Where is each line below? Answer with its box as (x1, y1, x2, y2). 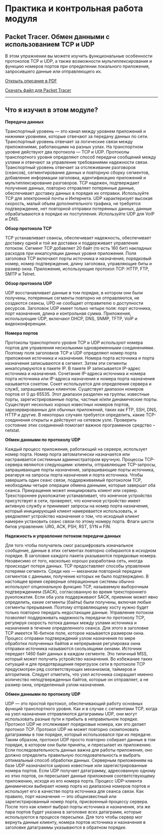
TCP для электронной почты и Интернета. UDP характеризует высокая (5, 195, 153, 201)
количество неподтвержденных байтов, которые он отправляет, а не (5, 676, 149, 682)
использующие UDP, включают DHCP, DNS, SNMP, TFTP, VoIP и (5, 315, 137, 321)
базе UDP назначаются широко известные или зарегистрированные (5, 762, 147, 768)
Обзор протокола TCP (5, 225, 52, 231)
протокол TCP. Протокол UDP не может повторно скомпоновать (5, 726, 139, 732)
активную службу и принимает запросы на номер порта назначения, (5, 503, 149, 509)
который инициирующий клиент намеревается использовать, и (5, 508, 137, 514)
